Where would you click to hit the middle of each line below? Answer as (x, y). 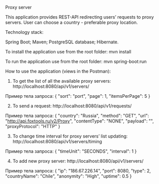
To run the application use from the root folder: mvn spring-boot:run (76, 62)
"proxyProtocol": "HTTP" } (33, 126)
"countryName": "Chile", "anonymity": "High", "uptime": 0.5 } (69, 176)
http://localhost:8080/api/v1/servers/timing (57, 141)
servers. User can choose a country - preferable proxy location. (71, 22)
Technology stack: (24, 32)
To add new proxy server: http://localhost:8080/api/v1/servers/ (78, 161)
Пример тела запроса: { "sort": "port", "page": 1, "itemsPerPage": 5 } (78, 96)
